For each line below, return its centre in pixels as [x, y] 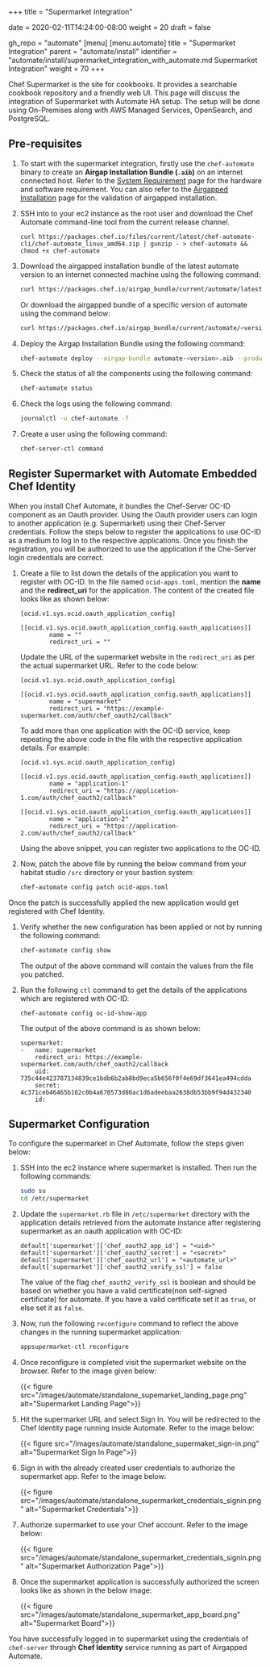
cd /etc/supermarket [54, 1199]
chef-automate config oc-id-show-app [83, 1013]
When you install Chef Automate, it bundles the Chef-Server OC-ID [120, 506]
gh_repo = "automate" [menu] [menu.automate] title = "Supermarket [122, 43]
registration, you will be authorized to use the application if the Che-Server [132, 549]
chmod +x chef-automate [60, 251]
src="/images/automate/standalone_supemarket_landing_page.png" [133, 1395]
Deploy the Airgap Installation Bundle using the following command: [133, 343]
